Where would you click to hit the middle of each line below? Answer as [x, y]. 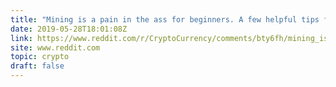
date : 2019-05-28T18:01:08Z [69, 29]
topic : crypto [40, 57]
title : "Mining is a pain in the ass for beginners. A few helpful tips [165, 19]
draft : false [37, 66]
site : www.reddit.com [55, 47]
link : [21, 38]
